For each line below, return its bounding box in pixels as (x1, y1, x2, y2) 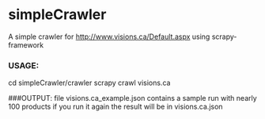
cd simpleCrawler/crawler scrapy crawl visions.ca (8, 78, 171, 88)
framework (8, 40, 44, 49)
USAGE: (8, 59, 40, 71)
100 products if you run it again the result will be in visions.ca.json (8, 102, 223, 112)
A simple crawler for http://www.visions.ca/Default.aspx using (8, 32, 210, 41)
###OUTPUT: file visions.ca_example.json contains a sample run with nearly (8, 94, 257, 103)
